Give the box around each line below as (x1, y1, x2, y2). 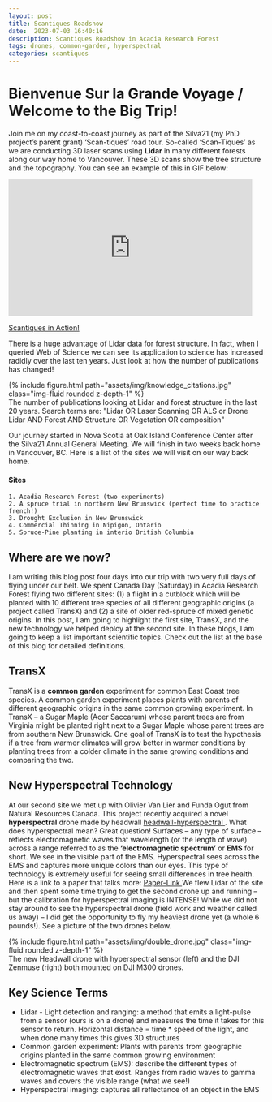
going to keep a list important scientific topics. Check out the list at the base (8, 632, 263, 642)
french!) (8, 507, 38, 515)
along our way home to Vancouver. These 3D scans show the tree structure (8, 154, 261, 164)
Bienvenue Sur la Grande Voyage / (8, 84, 244, 103)
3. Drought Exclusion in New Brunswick (8, 514, 144, 523)
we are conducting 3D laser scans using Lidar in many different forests (8, 145, 246, 155)
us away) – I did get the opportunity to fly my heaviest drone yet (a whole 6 (8, 912, 260, 922)
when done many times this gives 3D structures (19, 1033, 180, 1043)
